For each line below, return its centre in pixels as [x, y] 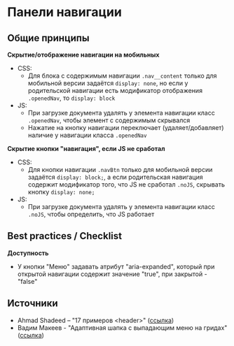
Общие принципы [48, 38]
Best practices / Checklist [65, 236]
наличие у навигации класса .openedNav [87, 135]
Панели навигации [65, 12]
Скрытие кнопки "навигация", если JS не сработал [86, 149]
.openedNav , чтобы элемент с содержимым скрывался [109, 120]
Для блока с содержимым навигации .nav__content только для [122, 75]
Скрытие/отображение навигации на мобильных [83, 55]
